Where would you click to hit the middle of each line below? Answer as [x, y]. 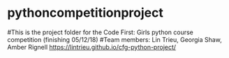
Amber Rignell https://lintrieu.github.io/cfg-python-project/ [92, 47]
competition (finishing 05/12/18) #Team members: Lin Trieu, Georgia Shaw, [114, 39]
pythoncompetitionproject [86, 13]
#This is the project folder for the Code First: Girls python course [101, 32]
